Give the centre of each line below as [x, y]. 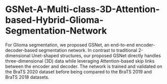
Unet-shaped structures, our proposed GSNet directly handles [96, 55]
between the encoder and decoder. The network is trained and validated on [84, 66]
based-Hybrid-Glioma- [54, 20]
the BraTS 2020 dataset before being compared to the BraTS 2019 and [79, 71]
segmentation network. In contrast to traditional [88, 50]
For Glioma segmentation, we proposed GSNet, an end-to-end [70, 45]
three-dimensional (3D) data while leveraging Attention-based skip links [80, 61]
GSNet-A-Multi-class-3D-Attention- [82, 9]
